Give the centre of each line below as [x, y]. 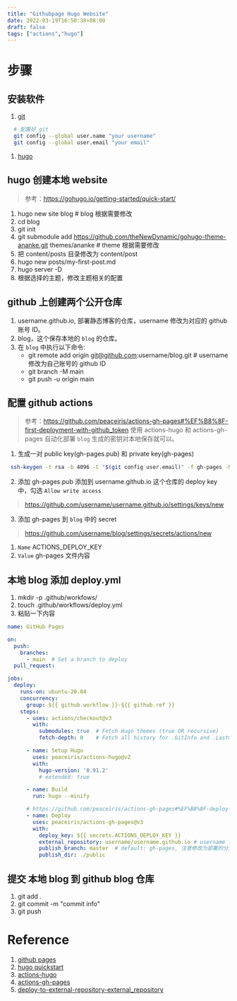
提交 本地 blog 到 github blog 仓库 [81, 879]
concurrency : [39, 698]
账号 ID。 [31, 329]
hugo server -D [39, 269]
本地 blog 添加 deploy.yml [64, 580]
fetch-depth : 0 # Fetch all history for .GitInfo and [124, 738]
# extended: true [64, 777]
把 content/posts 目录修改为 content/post [78, 254]
